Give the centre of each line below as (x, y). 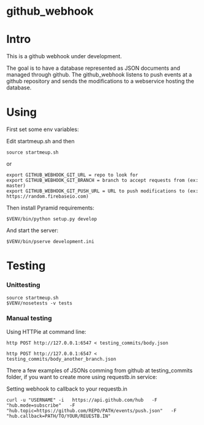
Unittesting (24, 285)
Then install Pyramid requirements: (51, 208)
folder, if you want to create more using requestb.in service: (82, 377)
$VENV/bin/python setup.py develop (52, 219)
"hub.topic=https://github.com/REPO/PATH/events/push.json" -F (91, 411)
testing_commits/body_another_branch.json (61, 359)
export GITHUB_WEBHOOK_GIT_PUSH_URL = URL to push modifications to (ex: (103, 191)
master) (16, 186)
